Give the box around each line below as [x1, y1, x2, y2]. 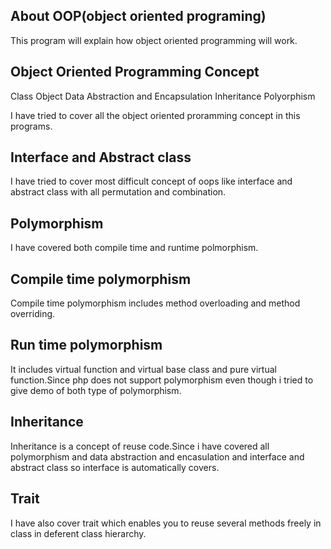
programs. [10, 120, 53, 132]
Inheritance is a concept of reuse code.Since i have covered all [10, 440, 270, 452]
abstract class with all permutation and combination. [10, 186, 227, 198]
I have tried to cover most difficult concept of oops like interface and [10, 175, 293, 188]
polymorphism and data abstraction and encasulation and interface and [10, 450, 305, 463]
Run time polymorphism [10, 337, 163, 354]
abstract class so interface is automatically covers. [10, 461, 220, 473]
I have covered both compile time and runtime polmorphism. [10, 242, 259, 254]
